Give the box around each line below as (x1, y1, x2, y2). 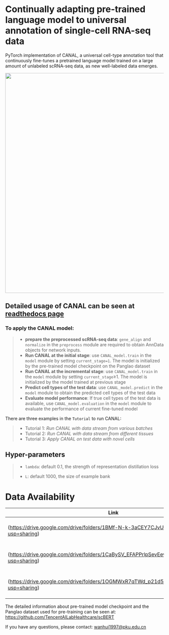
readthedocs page (5, 310, 64, 318)
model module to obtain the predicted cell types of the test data (25, 390, 156, 396)
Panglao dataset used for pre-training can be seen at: (5, 609, 117, 615)
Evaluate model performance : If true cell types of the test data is (25, 395, 161, 401)
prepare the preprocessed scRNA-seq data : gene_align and (25, 336, 151, 342)
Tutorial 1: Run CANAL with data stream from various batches (25, 425, 153, 431)
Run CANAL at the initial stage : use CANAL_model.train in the (25, 352, 152, 358)
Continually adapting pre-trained (5, 4, 146, 15)
